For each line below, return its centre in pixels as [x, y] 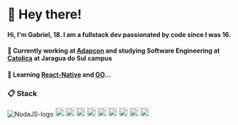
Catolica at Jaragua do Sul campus [60, 58]
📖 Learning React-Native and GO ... [59, 75]
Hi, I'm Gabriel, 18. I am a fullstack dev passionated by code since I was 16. [119, 34]
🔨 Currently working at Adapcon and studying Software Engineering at [114, 51]
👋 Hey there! [44, 15]
